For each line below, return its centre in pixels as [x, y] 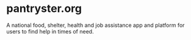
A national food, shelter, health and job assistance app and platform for [95, 25]
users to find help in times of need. [50, 31]
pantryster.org [44, 9]
